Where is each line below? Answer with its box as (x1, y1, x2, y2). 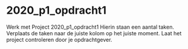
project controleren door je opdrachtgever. (6, 36, 112, 43)
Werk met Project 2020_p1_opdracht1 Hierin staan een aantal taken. (6, 23, 174, 30)
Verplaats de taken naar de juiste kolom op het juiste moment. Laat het (6, 29, 182, 36)
